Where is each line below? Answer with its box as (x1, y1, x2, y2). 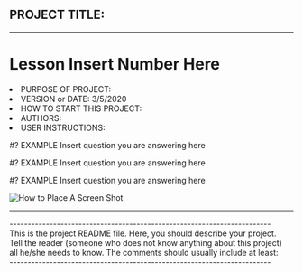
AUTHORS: (21, 112, 61, 123)
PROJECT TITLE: (9, 7, 106, 23)
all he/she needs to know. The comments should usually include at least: (9, 247, 279, 258)
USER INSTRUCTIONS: (21, 122, 106, 133)
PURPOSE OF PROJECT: (21, 83, 112, 94)
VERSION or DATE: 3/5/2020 (21, 93, 127, 104)
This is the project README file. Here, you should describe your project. (9, 228, 277, 239)
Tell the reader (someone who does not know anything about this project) (9, 237, 282, 248)
